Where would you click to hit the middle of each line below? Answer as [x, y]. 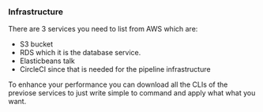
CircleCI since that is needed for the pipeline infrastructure [115, 69]
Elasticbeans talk [47, 61]
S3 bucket [36, 44]
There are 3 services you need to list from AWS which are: [103, 29]
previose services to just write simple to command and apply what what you [132, 93]
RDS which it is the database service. [80, 53]
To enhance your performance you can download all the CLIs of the [118, 84]
